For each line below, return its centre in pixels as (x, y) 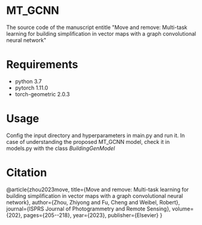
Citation (27, 172)
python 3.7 (28, 81)
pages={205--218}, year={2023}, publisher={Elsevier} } (93, 215)
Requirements (42, 65)
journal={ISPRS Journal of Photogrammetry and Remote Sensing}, (88, 209)
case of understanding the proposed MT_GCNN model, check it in (88, 142)
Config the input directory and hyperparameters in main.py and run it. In (96, 135)
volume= (183, 209)
